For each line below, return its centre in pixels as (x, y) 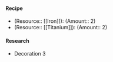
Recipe (14, 8)
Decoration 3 (30, 54)
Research (18, 40)
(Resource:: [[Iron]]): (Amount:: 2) (55, 21)
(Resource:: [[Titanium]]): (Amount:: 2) (60, 27)
